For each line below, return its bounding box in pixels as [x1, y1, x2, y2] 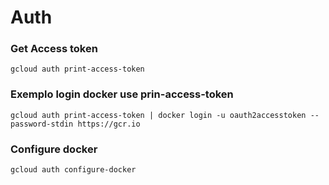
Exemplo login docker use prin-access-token [10, 87, 234, 101]
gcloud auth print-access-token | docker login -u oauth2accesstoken [10, 110, 307, 120]
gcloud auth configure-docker [10, 165, 137, 175]
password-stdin [10, 119, 74, 129]
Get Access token [10, 42, 98, 56]
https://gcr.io [77, 119, 141, 129]
